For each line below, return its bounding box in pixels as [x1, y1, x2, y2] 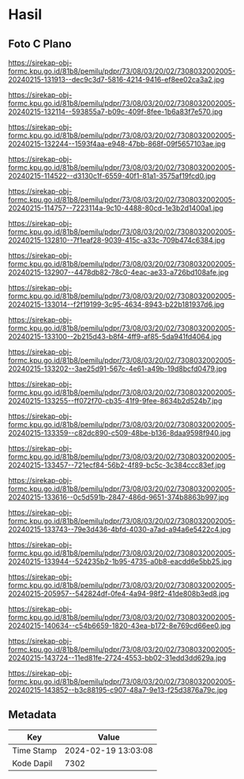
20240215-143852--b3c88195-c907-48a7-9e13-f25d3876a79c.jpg [8, 686, 227, 694]
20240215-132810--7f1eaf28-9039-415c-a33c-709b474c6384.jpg [8, 236, 225, 244]
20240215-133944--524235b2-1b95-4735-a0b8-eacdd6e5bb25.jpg [8, 557, 232, 566]
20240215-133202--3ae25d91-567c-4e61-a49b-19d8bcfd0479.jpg [8, 364, 227, 373]
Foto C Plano [8, 37, 72, 51]
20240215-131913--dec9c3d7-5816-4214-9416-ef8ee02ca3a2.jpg [8, 75, 225, 84]
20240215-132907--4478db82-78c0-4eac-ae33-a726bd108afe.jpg [8, 267, 229, 277]
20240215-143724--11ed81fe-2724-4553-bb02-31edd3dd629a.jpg [8, 653, 227, 662]
